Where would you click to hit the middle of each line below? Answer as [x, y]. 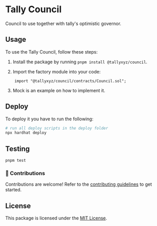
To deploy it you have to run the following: [49, 119]
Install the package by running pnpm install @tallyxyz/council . [80, 62]
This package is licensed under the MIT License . [56, 218]
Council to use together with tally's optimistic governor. [63, 23]
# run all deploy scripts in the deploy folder [57, 128]
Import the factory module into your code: [57, 71]
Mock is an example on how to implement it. [59, 90]
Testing [18, 149]
